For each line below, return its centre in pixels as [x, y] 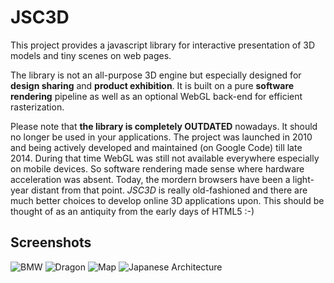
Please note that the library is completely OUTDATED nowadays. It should [164, 126]
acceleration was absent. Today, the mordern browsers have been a [150, 179]
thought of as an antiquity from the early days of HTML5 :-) [132, 211]
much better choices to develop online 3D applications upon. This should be [167, 200]
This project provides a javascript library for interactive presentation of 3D [163, 45]
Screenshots [51, 242]
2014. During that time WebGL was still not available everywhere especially [165, 158]
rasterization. [37, 107]
